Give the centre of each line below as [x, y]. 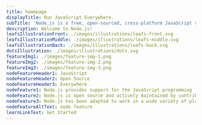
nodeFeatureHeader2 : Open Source [48, 79]
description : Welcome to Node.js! [50, 29]
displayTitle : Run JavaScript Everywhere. [60, 17]
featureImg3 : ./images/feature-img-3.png [59, 68]
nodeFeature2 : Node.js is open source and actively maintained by [91, 96]
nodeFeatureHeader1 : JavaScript [47, 73]
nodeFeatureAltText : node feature [50, 107]
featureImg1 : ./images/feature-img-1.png [59, 56]
